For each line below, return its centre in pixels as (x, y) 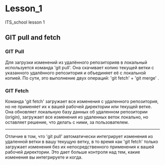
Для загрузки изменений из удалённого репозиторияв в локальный (76, 62)
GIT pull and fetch (33, 38)
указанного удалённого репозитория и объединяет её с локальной (76, 73)
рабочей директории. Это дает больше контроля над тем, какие (73, 152)
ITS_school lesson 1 (25, 22)
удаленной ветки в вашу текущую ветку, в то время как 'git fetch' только (82, 141)
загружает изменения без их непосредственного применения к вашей (80, 147)
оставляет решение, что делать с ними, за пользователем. (67, 122)
